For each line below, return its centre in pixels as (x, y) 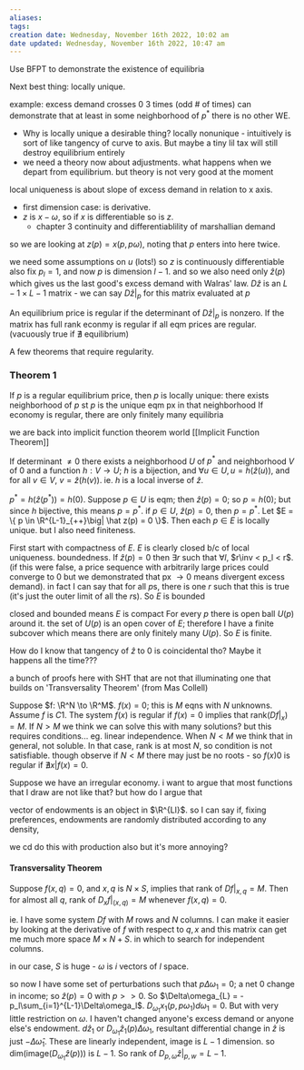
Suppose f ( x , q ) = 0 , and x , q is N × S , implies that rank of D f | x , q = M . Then (149, 889)
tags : (20, 26)
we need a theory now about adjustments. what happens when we (147, 162)
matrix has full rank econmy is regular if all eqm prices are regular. (133, 325)
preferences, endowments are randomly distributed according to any (138, 820)
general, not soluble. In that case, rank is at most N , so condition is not (141, 746)
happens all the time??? (54, 660)
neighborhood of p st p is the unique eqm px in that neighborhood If (137, 405)
